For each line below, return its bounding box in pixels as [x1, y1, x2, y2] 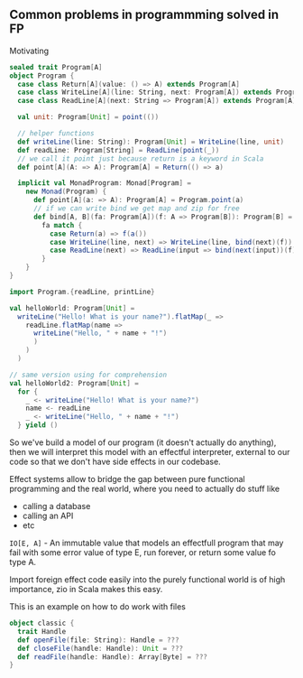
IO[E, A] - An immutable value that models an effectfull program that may [9, 537, 284, 549]
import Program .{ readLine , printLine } [9, 287, 155, 296]
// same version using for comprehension [9, 370, 168, 379]
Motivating [9, 45, 50, 56]
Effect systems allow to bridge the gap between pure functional [9, 474, 245, 485]
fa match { [41, 220, 83, 229]
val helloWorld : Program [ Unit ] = [9, 303, 135, 312]
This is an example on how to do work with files [9, 601, 187, 612]
